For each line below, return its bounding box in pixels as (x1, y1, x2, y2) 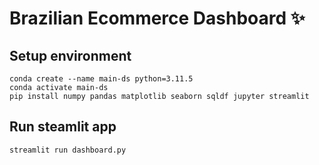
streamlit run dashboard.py (9, 145, 127, 155)
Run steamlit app (9, 118, 117, 136)
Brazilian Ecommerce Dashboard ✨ (9, 7, 306, 30)
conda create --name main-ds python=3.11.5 (9, 74, 194, 84)
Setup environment (9, 47, 132, 64)
